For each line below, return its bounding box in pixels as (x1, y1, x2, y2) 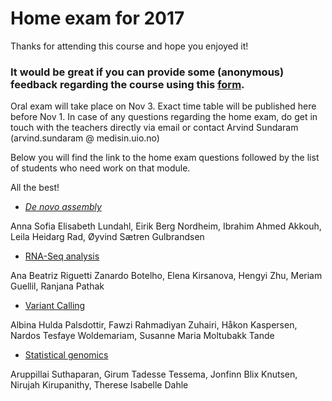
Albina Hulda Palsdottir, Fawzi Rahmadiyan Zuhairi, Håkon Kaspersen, (10, 319, 298, 331)
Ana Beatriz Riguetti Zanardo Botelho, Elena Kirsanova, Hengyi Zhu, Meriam (10, 270, 323, 282)
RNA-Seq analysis (24, 250, 100, 262)
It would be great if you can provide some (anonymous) (10, 65, 285, 79)
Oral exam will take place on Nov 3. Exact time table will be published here (10, 100, 317, 112)
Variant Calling (24, 300, 86, 312)
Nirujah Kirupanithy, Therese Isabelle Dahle (10, 379, 189, 391)
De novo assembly (24, 201, 102, 213)
